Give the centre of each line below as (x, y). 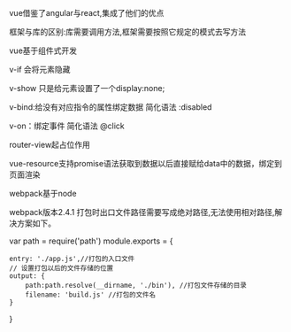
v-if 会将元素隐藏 (40, 69)
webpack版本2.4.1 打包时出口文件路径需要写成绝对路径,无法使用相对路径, (142, 212)
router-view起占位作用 (50, 145)
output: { (27, 276)
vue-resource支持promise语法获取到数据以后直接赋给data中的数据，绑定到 (146, 163)
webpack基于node (43, 193)
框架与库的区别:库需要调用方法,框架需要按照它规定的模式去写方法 (128, 32)
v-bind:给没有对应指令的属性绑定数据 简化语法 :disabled (111, 107)
